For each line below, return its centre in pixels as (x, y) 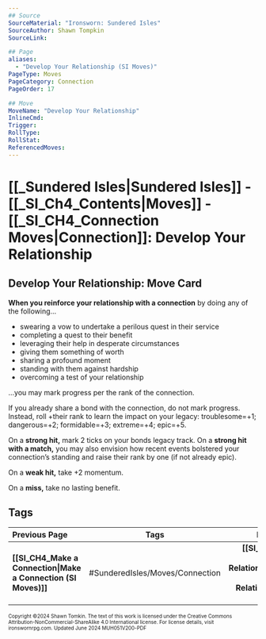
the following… (32, 311)
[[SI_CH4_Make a (46, 558)
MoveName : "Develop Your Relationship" (74, 111)
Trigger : (23, 125)
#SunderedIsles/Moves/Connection (155, 573)
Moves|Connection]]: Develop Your (127, 237)
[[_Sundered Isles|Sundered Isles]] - (130, 187)
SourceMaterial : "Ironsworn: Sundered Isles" (84, 23)
